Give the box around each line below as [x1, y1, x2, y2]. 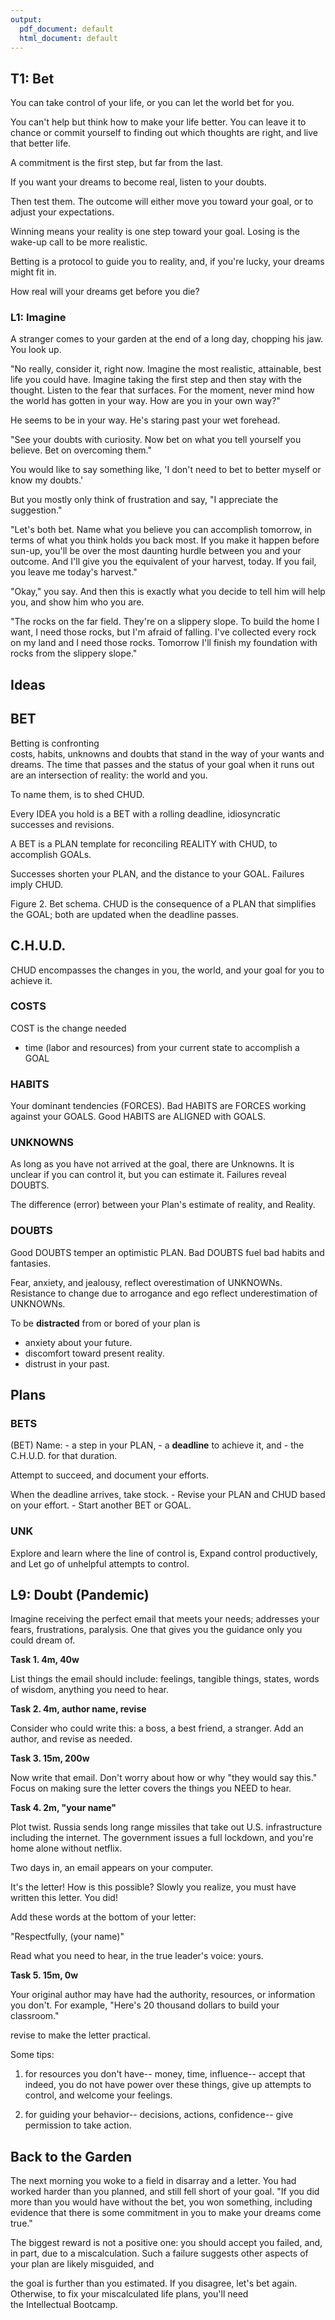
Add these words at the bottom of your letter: [10, 1911, 197, 1923]
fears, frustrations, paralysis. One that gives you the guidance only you [10, 1624, 303, 1636]
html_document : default [19, 33, 118, 43]
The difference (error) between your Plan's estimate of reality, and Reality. [10, 1199, 316, 1211]
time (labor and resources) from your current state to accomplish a [24, 1041, 300, 1053]
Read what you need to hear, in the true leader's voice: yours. [10, 1950, 264, 1962]
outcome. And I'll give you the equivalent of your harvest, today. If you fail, [10, 556, 317, 568]
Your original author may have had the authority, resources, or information [10, 1989, 316, 2001]
